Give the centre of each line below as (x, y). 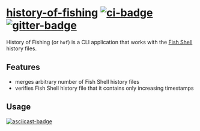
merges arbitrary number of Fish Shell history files (77, 81)
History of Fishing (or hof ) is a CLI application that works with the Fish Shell (99, 42)
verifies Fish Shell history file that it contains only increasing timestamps (104, 88)
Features (23, 67)
